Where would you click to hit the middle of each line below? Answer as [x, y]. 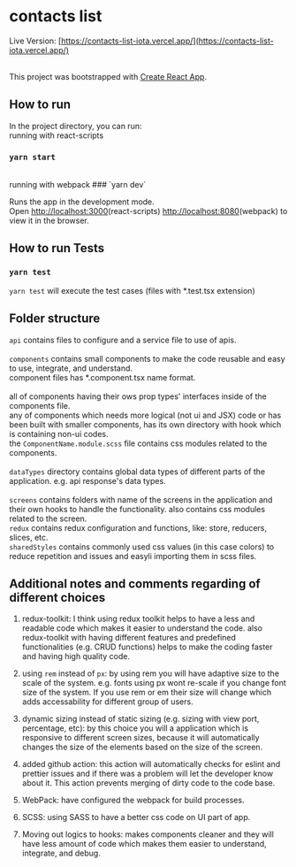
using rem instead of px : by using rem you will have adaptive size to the [151, 673]
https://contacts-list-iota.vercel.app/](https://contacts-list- [167, 41]
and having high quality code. [76, 656]
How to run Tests [57, 248]
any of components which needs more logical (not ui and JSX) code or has [145, 415]
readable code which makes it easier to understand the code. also [142, 628]
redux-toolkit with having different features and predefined [129, 638]
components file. [40, 405]
